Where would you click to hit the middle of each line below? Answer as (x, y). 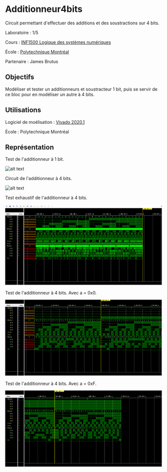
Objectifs (20, 77)
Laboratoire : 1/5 (22, 32)
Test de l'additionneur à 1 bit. (35, 159)
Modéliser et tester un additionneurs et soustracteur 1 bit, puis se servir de (82, 89)
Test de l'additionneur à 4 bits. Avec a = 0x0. (51, 292)
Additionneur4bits (44, 9)
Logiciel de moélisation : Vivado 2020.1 (45, 122)
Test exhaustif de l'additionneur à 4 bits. (46, 198)
